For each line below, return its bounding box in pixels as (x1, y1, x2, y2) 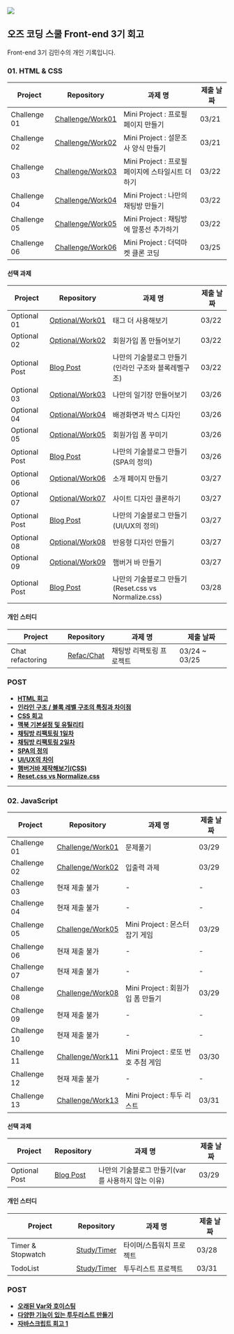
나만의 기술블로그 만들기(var (98, 1166, 187, 1175)
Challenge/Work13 (56, 1096, 119, 1106)
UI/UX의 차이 (17, 755, 54, 763)
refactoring (10, 654, 47, 664)
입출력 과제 (125, 863, 160, 872)
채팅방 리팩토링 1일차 (17, 729, 75, 738)
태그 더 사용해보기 (112, 316, 169, 325)
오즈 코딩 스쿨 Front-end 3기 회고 (7, 28, 145, 41)
